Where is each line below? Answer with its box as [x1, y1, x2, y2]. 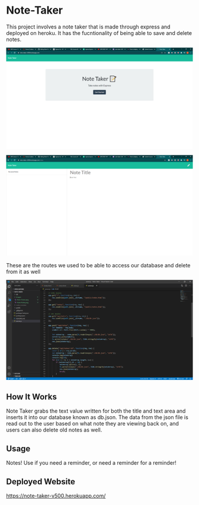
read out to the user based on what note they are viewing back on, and [6, 420, 179, 427]
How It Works [6, 392, 57, 402]
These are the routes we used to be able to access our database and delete [6, 262, 191, 269]
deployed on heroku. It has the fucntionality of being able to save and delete [6, 29, 192, 36]
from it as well [6, 268, 41, 276]
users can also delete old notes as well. [6, 426, 102, 433]
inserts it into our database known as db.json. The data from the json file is [6, 414, 188, 421]
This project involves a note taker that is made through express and [6, 23, 171, 30]
